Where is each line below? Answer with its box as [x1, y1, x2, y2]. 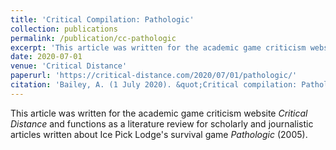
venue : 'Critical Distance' [10, 61, 128, 71]
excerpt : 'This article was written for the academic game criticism [10, 42, 307, 53]
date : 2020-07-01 [10, 52, 83, 62]
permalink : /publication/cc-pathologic [10, 33, 177, 43]
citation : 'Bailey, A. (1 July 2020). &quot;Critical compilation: [10, 80, 298, 90]
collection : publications [10, 24, 118, 34]
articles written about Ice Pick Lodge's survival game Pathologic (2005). [10, 128, 308, 140]
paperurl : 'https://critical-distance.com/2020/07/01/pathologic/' [10, 71, 298, 81]
